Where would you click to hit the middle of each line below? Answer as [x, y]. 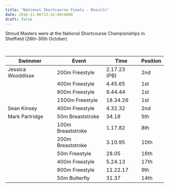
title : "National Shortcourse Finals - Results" [57, 10]
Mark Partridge [26, 117]
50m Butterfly [73, 178]
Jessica [17, 69]
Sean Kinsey [23, 109]
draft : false [19, 19]
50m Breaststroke [78, 117]
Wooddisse [21, 76]
